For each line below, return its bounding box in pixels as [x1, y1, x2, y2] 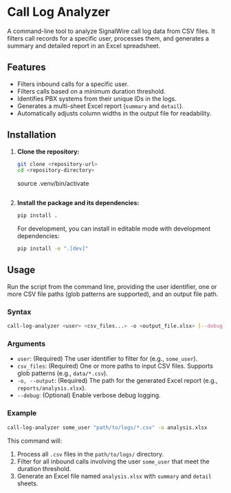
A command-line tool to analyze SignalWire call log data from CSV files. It [7, 27, 215, 35]
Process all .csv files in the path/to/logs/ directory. [16, 450, 164, 458]
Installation [7, 129, 56, 141]
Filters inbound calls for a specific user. [16, 80, 129, 88]
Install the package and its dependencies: [16, 199, 140, 207]
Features [7, 61, 46, 73]
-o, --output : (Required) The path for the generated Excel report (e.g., [16, 377, 218, 385]
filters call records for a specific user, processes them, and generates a [7, 34, 210, 42]
